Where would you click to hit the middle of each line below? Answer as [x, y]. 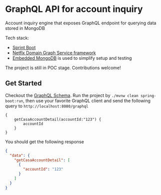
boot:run [14, 101]
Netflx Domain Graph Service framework [54, 53]
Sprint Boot [24, 47]
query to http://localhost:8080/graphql [47, 106]
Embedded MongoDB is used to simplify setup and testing [72, 58]
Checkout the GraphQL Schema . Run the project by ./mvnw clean [72, 95]
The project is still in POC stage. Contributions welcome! [63, 68]
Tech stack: [17, 38]
